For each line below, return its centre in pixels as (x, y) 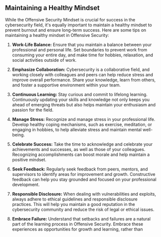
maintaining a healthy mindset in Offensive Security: (57, 35)
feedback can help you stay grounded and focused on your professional (84, 179)
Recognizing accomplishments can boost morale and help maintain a (81, 154)
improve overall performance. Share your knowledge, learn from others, (84, 80)
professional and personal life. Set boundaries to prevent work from (80, 50)
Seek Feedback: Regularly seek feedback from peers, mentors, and (80, 169)
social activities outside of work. (44, 60)
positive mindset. (29, 159)
